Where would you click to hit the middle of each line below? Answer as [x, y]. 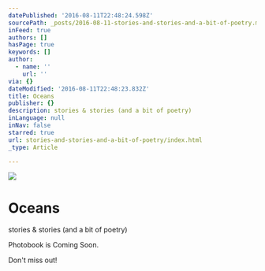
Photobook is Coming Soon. [54, 245]
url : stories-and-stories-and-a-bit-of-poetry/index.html [105, 140]
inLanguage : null [37, 118]
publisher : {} [32, 103]
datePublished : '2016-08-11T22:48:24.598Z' [81, 15]
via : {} [21, 81]
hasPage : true [32, 45]
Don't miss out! [33, 260]
